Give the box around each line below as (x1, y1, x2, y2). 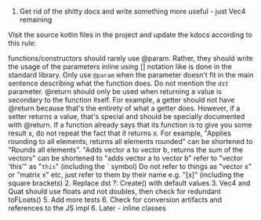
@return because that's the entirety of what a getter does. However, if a (8, 103, 241, 113)
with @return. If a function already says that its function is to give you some (8, 121, 252, 129)
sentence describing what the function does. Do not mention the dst (8, 78, 229, 88)
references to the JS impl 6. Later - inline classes (8, 204, 166, 212)
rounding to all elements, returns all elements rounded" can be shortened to (8, 137, 253, 146)
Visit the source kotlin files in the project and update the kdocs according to (8, 31, 252, 39)
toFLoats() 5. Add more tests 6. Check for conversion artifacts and (8, 195, 222, 204)
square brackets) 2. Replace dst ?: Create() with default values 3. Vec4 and (8, 179, 251, 187)
